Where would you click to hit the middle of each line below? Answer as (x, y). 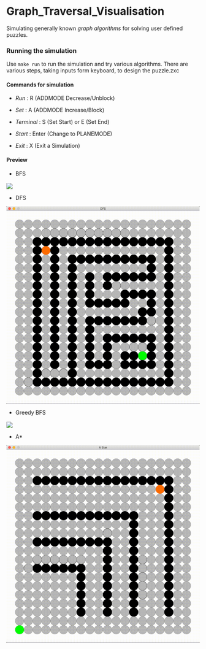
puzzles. (17, 34)
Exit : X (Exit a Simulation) (48, 146)
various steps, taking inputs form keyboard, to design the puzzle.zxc (93, 71)
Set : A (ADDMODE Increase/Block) (60, 110)
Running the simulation (42, 50)
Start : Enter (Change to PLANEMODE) (63, 134)
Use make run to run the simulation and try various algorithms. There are (97, 64)
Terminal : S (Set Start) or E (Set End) (62, 122)
